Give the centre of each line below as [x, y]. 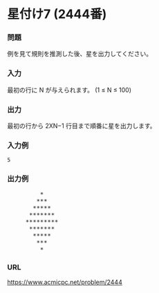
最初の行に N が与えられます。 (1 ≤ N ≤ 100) [69, 90]
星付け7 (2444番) [57, 14]
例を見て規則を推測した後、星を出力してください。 [80, 54]
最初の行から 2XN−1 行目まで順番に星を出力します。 [82, 126]
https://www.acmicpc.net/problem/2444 [65, 282]
